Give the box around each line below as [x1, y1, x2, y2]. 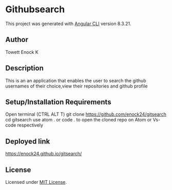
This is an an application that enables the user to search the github [5, 77, 146, 83]
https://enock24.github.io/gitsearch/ [5, 151, 82, 157]
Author [5, 35, 28, 44]
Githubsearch [5, 4, 65, 15]
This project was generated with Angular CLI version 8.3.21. [5, 20, 131, 27]
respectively [17, 122, 44, 129]
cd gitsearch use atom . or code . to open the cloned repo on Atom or [5, 117, 152, 123]
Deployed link [5, 137, 50, 145]
